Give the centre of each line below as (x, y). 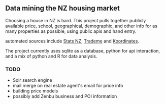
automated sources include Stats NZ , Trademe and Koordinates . (72, 41)
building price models (35, 91)
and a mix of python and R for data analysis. (51, 56)
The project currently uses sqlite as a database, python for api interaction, (83, 50)
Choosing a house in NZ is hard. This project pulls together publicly (76, 20)
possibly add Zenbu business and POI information (65, 96)
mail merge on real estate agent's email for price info (68, 86)
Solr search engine (32, 80)
